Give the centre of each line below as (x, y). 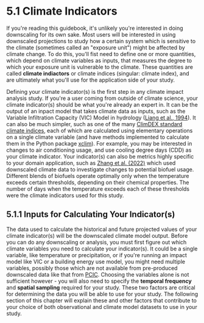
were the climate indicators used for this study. (65, 195)
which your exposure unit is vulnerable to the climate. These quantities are (100, 67)
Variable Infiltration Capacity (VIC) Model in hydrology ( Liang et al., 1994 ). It (101, 118)
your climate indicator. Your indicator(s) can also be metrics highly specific (100, 156)
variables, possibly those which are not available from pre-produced (92, 268)
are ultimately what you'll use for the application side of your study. (91, 80)
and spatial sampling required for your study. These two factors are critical (101, 287)
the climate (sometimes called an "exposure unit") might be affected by (96, 48)
